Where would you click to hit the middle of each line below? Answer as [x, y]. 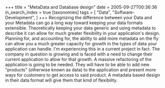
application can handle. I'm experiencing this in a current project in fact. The [82, 49]
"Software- [124, 12]
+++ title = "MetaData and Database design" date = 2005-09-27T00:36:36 [81, 7]
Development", [20, 17]
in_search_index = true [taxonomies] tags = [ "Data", [58, 12]
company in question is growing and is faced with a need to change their [79, 54]
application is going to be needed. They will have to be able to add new [77, 64]
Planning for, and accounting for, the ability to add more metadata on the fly [82, 38]
